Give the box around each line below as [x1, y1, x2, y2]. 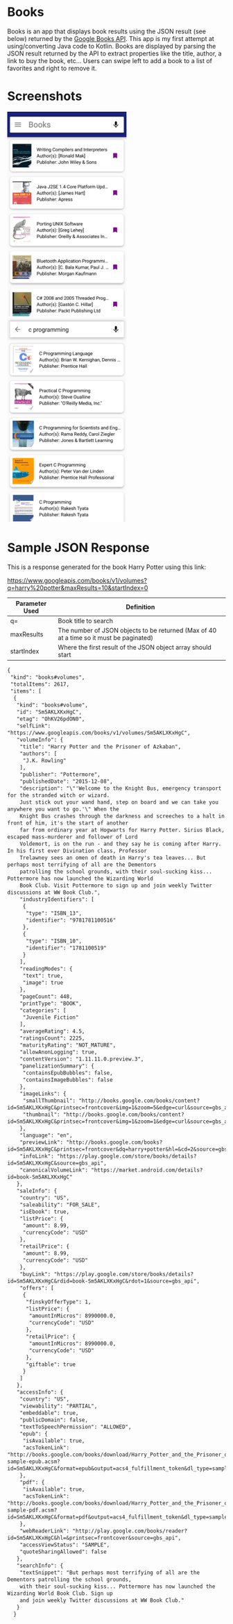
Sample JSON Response [7, 540, 150, 556]
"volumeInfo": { [16, 736, 64, 743]
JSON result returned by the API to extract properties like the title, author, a [7, 49, 222, 58]
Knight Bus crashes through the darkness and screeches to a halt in [19, 813, 225, 820]
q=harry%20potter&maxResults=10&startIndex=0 [7, 584, 148, 592]
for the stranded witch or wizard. [7, 792, 110, 799]
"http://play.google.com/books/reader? [72, 1528, 188, 1534]
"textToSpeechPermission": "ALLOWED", [19, 1423, 132, 1430]
